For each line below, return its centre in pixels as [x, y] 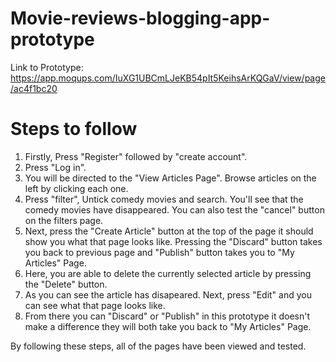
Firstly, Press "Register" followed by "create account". [136, 156]
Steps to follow [74, 129]
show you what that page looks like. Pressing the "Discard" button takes [173, 241]
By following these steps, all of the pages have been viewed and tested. [158, 346]
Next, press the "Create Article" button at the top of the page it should [169, 231]
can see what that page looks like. [95, 305]
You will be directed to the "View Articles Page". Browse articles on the [170, 178]
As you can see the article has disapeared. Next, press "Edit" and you [168, 294]
